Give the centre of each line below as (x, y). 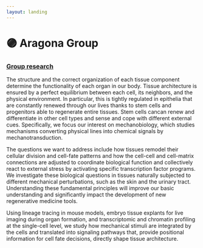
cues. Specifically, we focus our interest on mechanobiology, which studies (101, 125)
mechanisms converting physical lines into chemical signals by (85, 131)
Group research (30, 66)
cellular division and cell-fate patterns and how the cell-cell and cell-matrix (100, 156)
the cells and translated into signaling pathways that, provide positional (95, 232)
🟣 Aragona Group (52, 43)
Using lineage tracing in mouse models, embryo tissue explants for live (95, 213)
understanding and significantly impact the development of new (86, 195)
